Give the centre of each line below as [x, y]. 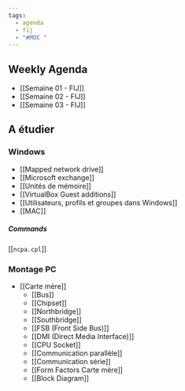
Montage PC [32, 269]
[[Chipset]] [49, 303]
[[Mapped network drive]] [61, 169]
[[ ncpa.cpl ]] [28, 249]
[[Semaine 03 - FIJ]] [53, 105]
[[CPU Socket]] [56, 345]
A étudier [31, 129]
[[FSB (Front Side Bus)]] [70, 328]
